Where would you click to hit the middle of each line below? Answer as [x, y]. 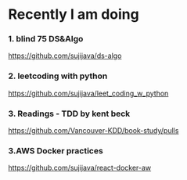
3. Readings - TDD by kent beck [69, 113]
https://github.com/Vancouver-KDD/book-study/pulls [93, 131]
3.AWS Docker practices [56, 151]
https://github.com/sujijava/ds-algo [65, 56]
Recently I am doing [74, 14]
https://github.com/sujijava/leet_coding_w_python [88, 93]
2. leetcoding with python [58, 76]
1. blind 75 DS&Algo [46, 39]
